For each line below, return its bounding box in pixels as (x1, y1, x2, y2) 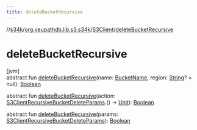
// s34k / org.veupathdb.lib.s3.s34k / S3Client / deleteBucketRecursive (6, 26, 174, 33)
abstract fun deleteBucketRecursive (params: (6, 110, 119, 118)
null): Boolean (6, 80, 41, 87)
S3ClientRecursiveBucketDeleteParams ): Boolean (6, 117, 131, 124)
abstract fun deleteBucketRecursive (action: (6, 92, 115, 99)
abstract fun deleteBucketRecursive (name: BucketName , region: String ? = (6, 74, 192, 81)
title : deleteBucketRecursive (6, 9, 84, 15)
